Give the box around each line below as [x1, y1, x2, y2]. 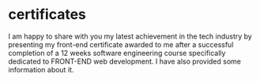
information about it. [8, 64, 74, 74]
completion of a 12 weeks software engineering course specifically [8, 48, 226, 57]
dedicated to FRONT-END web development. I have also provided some [8, 57, 242, 66]
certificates [8, 6, 87, 24]
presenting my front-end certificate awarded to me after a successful [8, 39, 234, 49]
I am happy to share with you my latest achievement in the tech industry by [8, 31, 253, 41]
